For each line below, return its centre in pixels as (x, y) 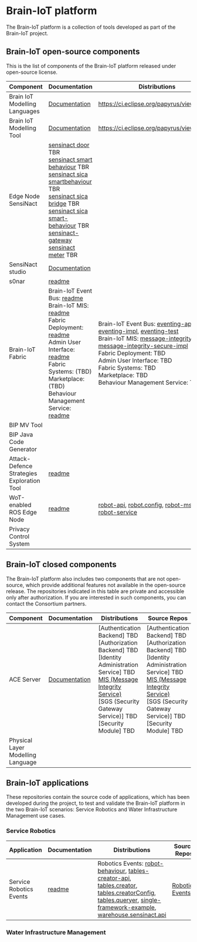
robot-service (118, 512)
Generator (23, 449)
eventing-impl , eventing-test (138, 331)
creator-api (114, 878)
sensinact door (69, 145)
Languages (24, 111)
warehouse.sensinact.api (132, 914)
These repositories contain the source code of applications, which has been (98, 797)
